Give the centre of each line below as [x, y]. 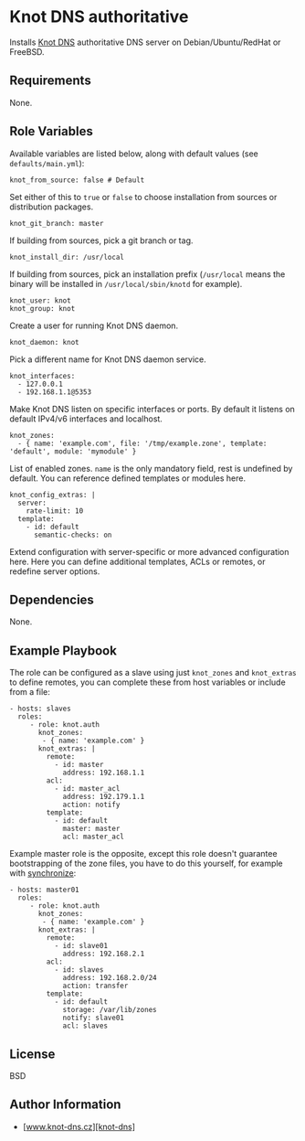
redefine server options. [55, 571]
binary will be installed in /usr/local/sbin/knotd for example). [126, 283]
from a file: [30, 692]
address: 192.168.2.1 [104, 954]
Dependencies [52, 599]
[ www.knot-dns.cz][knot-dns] [79, 1126]
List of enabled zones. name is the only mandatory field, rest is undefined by [151, 468]
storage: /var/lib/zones [110, 1010]
